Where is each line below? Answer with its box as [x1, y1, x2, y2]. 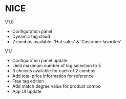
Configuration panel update [12, 57, 68, 63]
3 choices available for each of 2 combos [12, 67, 96, 73]
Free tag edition [12, 78, 44, 84]
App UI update [12, 88, 42, 94]
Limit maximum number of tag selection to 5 [12, 63, 101, 68]
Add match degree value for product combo [12, 83, 101, 89]
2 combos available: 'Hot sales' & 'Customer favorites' [12, 38, 122, 44]
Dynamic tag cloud [12, 33, 50, 39]
